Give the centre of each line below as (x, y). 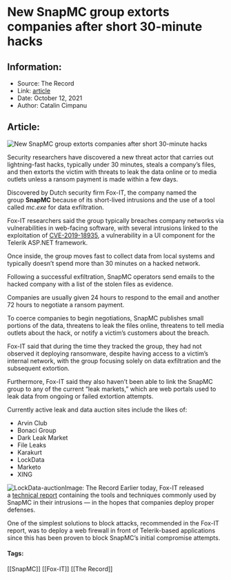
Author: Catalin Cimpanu (52, 105)
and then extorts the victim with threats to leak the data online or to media (112, 172)
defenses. (21, 510)
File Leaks (32, 445)
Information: (34, 67)
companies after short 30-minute (105, 27)
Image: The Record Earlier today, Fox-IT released (134, 487)
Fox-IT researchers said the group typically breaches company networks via (115, 220)
